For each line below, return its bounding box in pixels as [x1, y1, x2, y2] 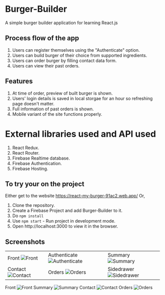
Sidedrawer [108, 266, 135, 273]
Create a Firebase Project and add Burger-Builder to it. [12, 208, 123, 214]
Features [5, 77, 33, 86]
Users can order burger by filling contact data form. [12, 58, 117, 64]
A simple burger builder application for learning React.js [5, 20, 118, 26]
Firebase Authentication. [12, 160, 62, 166]
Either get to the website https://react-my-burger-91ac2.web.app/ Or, [5, 193, 145, 199]
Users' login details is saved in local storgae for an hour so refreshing [12, 95, 153, 101]
